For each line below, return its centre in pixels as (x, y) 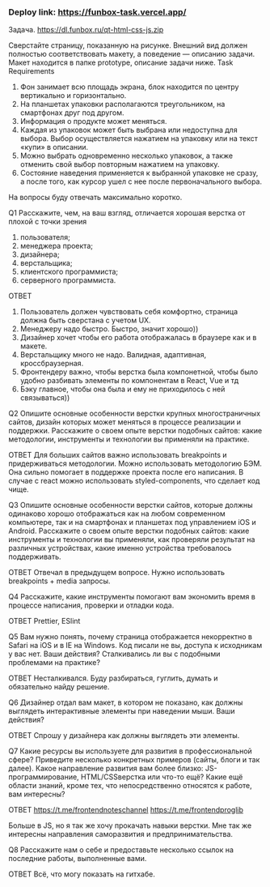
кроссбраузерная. (52, 364)
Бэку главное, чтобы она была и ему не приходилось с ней (122, 389)
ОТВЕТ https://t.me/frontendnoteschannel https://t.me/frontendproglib (126, 810)
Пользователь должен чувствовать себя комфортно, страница (129, 312)
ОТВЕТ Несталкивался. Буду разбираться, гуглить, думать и (113, 678)
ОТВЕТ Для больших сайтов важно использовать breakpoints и (118, 455)
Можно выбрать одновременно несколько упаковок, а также (127, 156)
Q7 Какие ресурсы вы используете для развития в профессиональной (130, 751)
